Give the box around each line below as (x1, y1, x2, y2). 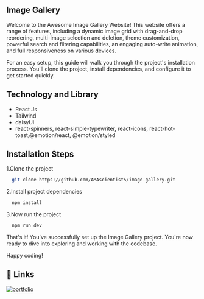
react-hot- (149, 125, 175, 132)
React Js (15, 105, 38, 113)
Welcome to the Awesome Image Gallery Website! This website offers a (6, 21, 186, 28)
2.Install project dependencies (6, 188, 82, 195)
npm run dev (12, 222, 43, 229)
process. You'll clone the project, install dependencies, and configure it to (6, 65, 191, 72)
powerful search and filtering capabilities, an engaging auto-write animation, (6, 40, 199, 47)
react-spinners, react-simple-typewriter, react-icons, (15, 125, 148, 132)
